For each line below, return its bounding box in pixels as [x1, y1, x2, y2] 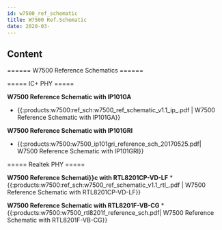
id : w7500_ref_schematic [7, 10, 78, 17]
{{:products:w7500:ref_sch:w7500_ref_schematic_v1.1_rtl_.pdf [7, 181, 180, 189]
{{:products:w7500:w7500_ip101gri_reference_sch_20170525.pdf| [16, 140, 202, 148]
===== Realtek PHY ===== [7, 160, 85, 168]
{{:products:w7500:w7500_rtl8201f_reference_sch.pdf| [7, 209, 162, 217]
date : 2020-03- [7, 23, 51, 29]
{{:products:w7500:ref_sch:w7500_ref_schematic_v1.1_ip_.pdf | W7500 [16, 106, 215, 114]
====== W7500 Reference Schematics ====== [7, 66, 143, 75]
